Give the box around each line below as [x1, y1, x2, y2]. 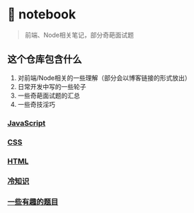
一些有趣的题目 [7, 197, 59, 207]
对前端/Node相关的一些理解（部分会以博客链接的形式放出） [17, 74, 191, 82]
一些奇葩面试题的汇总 [17, 91, 80, 100]
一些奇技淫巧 [17, 100, 55, 108]
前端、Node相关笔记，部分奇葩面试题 [24, 30, 135, 39]
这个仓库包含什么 [7, 53, 82, 66]
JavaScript [7, 118, 46, 128]
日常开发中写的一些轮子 [17, 82, 86, 91]
